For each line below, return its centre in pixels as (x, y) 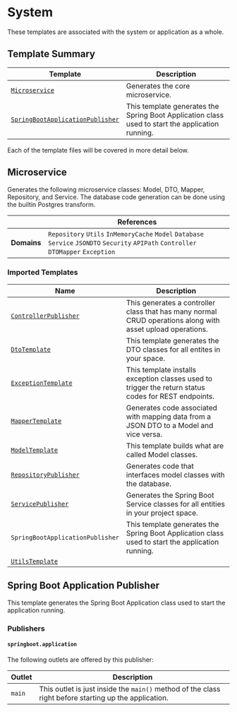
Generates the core (158, 85)
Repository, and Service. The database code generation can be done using (116, 197)
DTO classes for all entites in (173, 349)
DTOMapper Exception (82, 252)
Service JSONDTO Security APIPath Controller (122, 243)
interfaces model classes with (175, 475)
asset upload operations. (167, 329)
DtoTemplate (31, 349)
